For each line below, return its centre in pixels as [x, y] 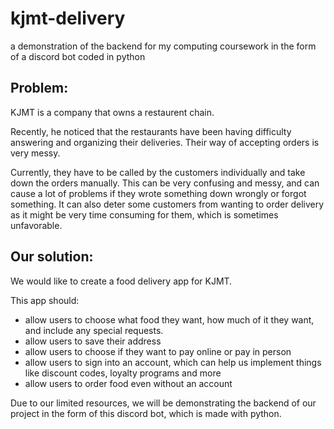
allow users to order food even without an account [128, 383]
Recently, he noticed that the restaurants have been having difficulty [151, 131]
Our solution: [52, 257]
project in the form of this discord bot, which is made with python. [146, 413]
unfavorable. [36, 225]
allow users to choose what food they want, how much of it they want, [169, 319]
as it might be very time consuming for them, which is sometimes [144, 214]
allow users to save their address [93, 341]
